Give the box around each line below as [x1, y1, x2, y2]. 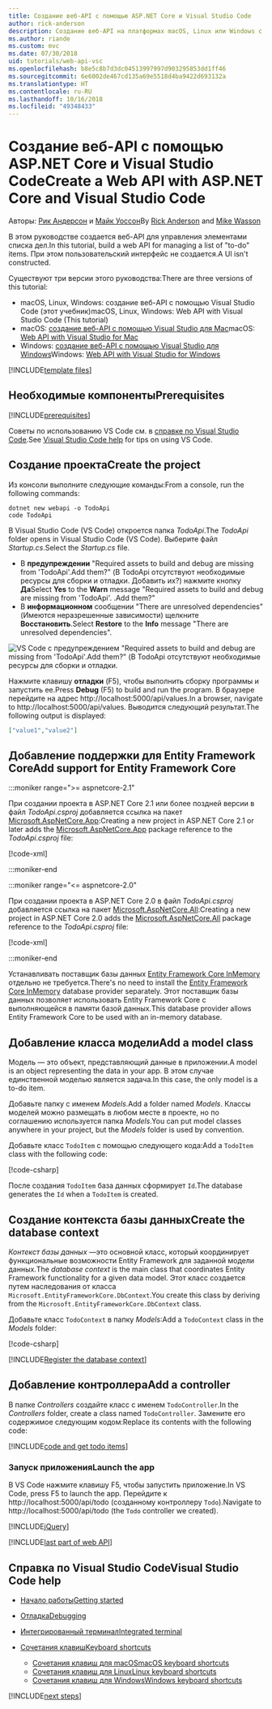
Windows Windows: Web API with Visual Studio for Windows [19, 350, 221, 360]
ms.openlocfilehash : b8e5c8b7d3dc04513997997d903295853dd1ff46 [8, 65, 227, 73]
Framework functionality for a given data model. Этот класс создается [8, 1273, 246, 1283]
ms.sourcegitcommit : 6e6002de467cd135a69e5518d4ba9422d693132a [8, 72, 227, 80]
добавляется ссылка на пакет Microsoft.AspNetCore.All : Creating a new [8, 904, 251, 914]
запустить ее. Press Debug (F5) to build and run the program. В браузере [8, 684, 255, 694]
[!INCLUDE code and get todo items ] [8, 1441, 129, 1451]
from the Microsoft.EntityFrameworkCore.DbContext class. [8, 1299, 202, 1308]
